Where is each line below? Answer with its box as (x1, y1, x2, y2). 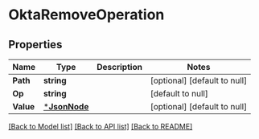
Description (96, 62, 143, 72)
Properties (8, 38, 63, 51)
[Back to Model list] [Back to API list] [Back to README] (8, 122, 193, 131)
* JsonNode (43, 101, 89, 112)
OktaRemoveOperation (8, 6, 165, 24)
